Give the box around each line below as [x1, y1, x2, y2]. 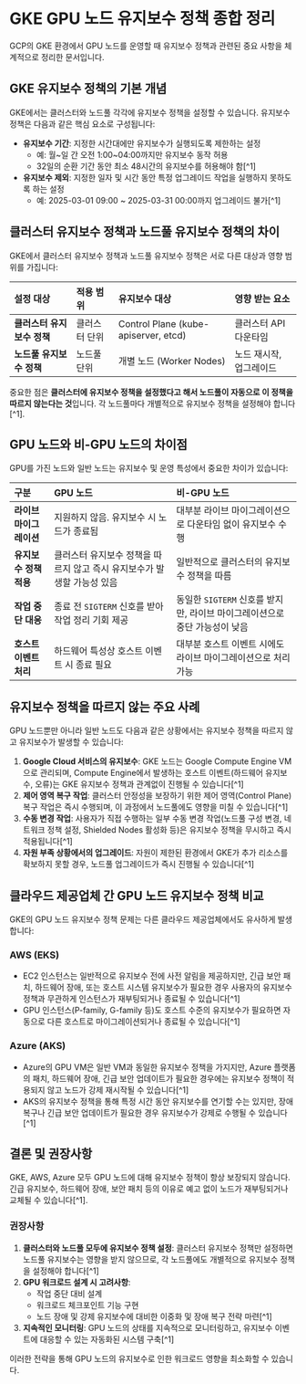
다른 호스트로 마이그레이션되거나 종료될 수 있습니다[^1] [46, 1016, 240, 1027]
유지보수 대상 [117, 292, 171, 305]
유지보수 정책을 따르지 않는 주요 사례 [9, 699, 200, 715]
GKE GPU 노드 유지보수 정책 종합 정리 [9, 8, 276, 29]
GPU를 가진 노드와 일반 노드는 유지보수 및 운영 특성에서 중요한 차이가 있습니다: [9, 463, 289, 474]
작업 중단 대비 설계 [36, 1288, 103, 1299]
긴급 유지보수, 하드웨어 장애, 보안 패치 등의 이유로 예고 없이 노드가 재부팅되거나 [9, 1183, 289, 1194]
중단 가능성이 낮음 [176, 621, 249, 634]
